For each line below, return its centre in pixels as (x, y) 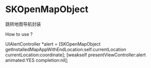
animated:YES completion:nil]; (37, 60)
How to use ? (19, 34)
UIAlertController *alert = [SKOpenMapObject (53, 44)
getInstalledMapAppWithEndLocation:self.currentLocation (66, 49)
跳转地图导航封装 (23, 24)
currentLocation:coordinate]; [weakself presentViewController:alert (75, 55)
